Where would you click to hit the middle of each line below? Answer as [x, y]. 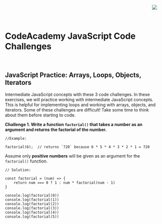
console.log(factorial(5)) [32, 216]
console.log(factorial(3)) [32, 208]
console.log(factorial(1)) [32, 200]
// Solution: [18, 170]
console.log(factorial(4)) [32, 212]
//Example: [16, 138]
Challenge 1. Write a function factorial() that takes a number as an [74, 124]
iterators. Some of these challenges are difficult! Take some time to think [77, 110]
